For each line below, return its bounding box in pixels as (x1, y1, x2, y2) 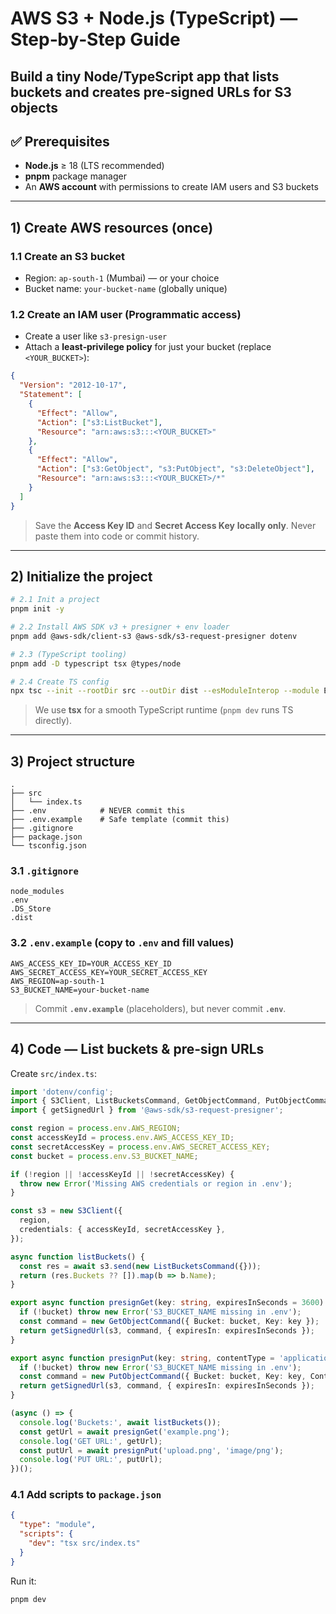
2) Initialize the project (10, 568, 153, 585)
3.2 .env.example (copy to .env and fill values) (10, 936, 235, 950)
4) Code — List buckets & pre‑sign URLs (10, 1041, 265, 1058)
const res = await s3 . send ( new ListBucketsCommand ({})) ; (19, 1261, 262, 1271)
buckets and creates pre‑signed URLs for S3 (10, 83, 292, 101)
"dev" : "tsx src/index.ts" (28, 1538, 141, 1549)
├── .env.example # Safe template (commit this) (10, 815, 230, 825)
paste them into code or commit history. (34, 530, 200, 542)
